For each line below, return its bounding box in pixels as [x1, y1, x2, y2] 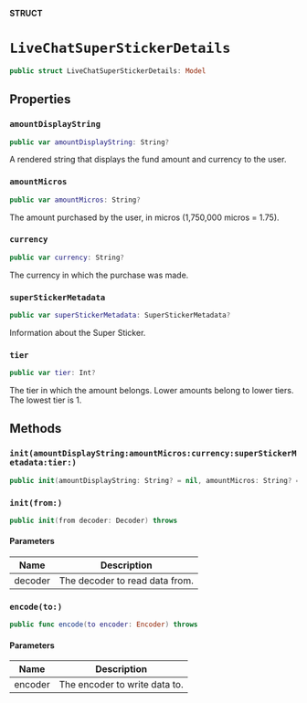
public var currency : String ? [9, 253, 125, 262]
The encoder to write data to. [58, 678, 185, 691]
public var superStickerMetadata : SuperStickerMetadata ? [9, 310, 231, 320]
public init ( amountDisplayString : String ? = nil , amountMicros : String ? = [9, 476, 301, 485]
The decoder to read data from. [58, 574, 194, 587]
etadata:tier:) [9, 457, 78, 468]
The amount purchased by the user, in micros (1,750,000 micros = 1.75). [9, 212, 281, 223]
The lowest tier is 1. [9, 394, 82, 405]
